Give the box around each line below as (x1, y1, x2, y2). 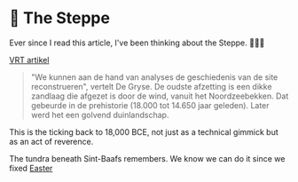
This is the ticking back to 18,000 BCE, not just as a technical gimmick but (9, 126, 278, 137)
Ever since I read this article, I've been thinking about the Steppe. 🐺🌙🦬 (9, 37, 265, 48)
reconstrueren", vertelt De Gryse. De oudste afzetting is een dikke (30, 81, 272, 91)
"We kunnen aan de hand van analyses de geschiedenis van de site (30, 71, 278, 83)
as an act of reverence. (9, 136, 94, 146)
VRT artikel (9, 54, 50, 65)
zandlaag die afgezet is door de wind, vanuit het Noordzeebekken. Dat (30, 91, 289, 101)
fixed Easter (9, 162, 53, 173)
